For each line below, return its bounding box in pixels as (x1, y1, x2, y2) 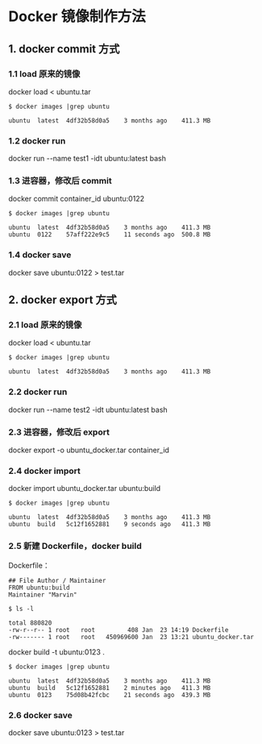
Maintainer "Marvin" (8, 590, 78, 599)
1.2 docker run (8, 135, 66, 146)
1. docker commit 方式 (8, 42, 120, 56)
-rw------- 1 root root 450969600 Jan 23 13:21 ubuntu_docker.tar (8, 633, 254, 641)
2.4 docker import (8, 465, 81, 476)
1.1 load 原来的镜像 (8, 68, 81, 79)
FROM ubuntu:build (8, 584, 70, 592)
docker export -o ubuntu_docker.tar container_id (8, 445, 169, 455)
